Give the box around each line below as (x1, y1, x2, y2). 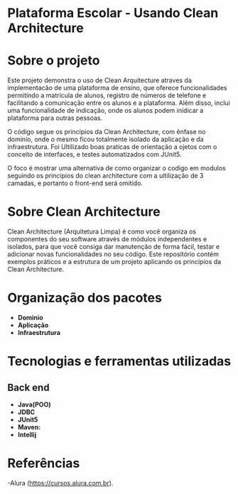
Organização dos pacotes (7, 290, 162, 306)
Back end (7, 381, 50, 393)
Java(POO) (17, 400, 51, 409)
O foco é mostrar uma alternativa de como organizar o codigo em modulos (7, 164, 226, 172)
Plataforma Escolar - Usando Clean (7, 5, 219, 21)
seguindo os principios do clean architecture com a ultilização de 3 (7, 172, 204, 180)
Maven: (17, 423, 41, 431)
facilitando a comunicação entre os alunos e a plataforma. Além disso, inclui (7, 99, 231, 107)
